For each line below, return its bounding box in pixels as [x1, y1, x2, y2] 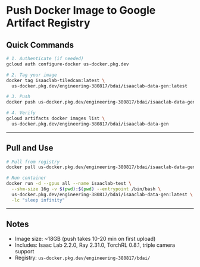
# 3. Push [6, 93, 31, 100]
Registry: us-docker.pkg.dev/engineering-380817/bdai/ [14, 254, 151, 261]
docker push [6, 99, 36, 105]
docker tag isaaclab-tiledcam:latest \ [6, 77, 105, 83]
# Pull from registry [6, 159, 60, 165]
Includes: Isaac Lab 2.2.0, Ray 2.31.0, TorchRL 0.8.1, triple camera [14, 241, 176, 249]
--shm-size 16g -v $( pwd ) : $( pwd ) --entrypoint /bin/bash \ [11, 186, 161, 192]
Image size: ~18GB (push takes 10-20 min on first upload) [14, 235, 156, 242]
